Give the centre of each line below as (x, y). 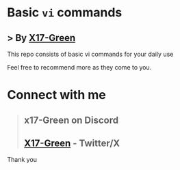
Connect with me (56, 95)
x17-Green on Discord (71, 120)
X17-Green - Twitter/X (72, 143)
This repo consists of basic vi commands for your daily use (90, 54)
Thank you (22, 160)
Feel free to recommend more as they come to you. (79, 67)
